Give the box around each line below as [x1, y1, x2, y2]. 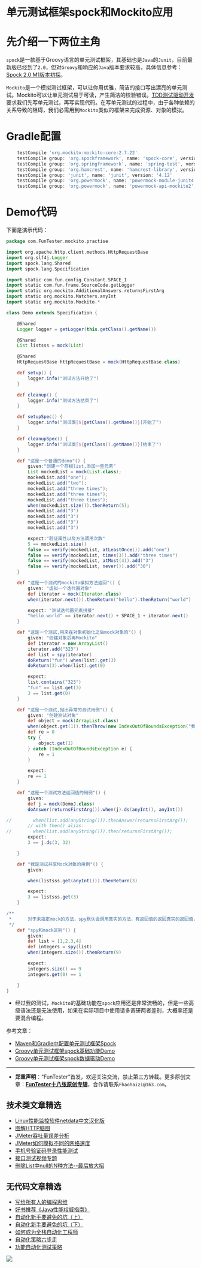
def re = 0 [28, 729, 55, 735]
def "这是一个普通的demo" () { [17, 458, 86, 464]
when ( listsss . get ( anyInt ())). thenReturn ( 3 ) [28, 878, 138, 884]
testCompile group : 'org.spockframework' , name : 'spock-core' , [17, 155, 178, 161]
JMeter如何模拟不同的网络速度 [14, 1140, 91, 1147]
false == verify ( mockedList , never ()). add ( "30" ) [28, 563, 151, 570]
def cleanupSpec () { [17, 435, 68, 441]
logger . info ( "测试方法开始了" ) [28, 375, 99, 381]
